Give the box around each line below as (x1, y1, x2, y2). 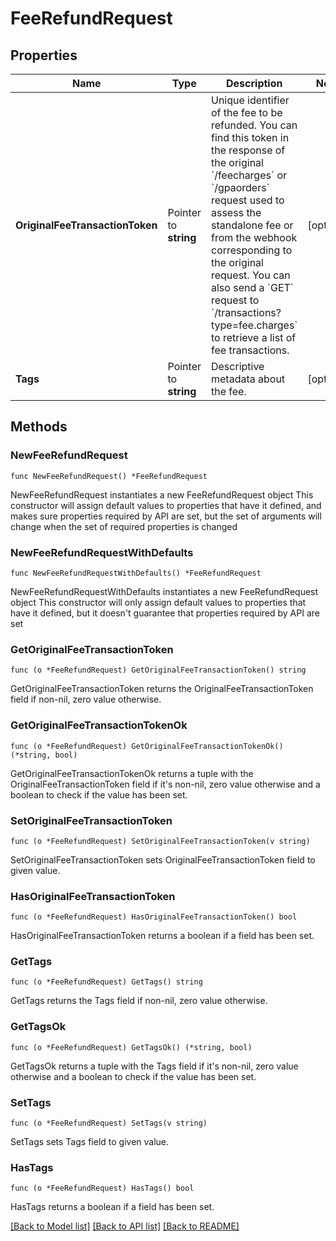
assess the (210, 206, 262, 219)
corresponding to (210, 243, 293, 257)
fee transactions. (210, 343, 290, 357)
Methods (10, 418, 68, 436)
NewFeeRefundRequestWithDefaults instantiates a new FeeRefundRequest (10, 585, 319, 597)
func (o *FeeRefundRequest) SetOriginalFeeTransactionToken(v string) (10, 836, 311, 846)
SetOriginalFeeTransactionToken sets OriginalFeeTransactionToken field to (10, 853, 316, 866)
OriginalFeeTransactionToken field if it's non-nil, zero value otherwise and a (10, 778, 321, 790)
